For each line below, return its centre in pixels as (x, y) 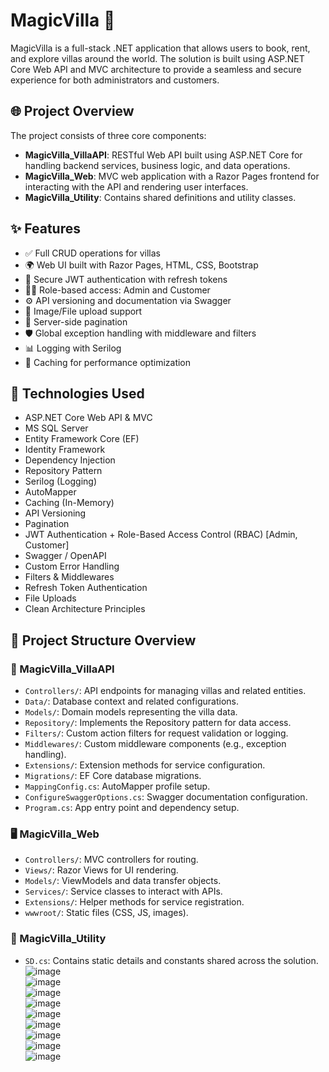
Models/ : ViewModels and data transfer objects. (123, 881)
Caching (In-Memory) (69, 503)
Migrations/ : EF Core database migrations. (113, 776)
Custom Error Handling (72, 566)
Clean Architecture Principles (85, 609)
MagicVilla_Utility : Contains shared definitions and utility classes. (160, 197)
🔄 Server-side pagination (76, 321)
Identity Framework (65, 450)
